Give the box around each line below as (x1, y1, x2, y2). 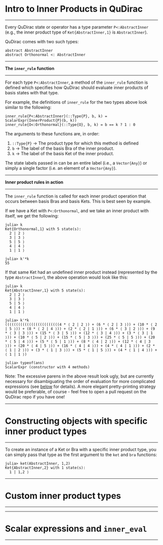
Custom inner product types (5, 490, 121, 502)
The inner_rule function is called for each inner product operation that (5, 193, 147, 199)
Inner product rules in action (5, 179, 64, 185)
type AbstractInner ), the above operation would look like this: (5, 274, 129, 280)
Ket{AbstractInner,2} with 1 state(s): (5, 465, 86, 470)
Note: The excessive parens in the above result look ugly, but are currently (5, 373, 154, 379)
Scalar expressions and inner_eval (5, 523, 147, 534)
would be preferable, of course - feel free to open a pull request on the (5, 388, 147, 395)
